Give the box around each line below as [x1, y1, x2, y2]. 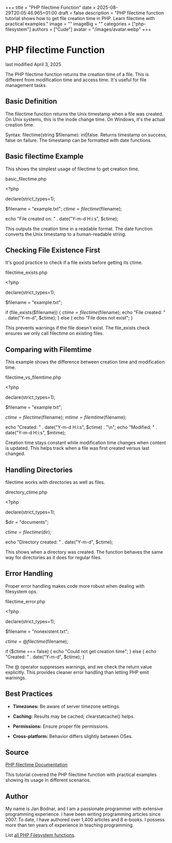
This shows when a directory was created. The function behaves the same [5, 549, 163, 555]
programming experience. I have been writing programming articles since [5, 811, 161, 817]
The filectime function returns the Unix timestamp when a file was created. [5, 111, 164, 117]
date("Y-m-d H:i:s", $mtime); [5, 430, 66, 436]
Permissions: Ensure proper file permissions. [12, 723, 109, 729]
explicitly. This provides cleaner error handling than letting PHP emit [5, 669, 149, 675]
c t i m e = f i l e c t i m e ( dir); [5, 529, 51, 535]
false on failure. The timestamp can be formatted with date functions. [5, 137, 152, 143]
